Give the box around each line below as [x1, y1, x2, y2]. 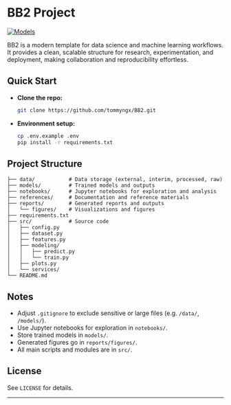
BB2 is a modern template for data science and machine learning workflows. [7, 40, 223, 49]
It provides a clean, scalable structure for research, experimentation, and [7, 48, 214, 56]
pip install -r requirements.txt [16, 139, 113, 146]
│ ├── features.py [7, 236, 67, 243]
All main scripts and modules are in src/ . [16, 345, 133, 354]
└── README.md [7, 273, 48, 279]
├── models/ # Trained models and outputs [7, 182, 155, 189]
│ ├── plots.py [7, 260, 57, 267]
